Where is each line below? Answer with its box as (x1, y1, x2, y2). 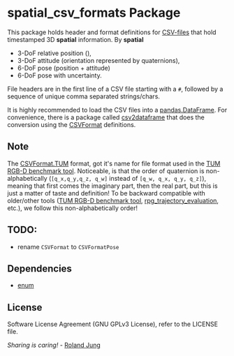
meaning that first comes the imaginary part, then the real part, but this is (7, 181, 218, 190)
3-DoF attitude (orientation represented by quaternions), (17, 56, 180, 64)
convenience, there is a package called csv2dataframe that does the (7, 113, 205, 121)
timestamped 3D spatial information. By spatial (7, 35, 145, 43)
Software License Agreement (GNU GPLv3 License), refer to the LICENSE (7, 320, 219, 329)
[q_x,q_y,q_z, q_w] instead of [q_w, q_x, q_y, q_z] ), (51, 174, 207, 182)
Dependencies (7, 262, 72, 274)
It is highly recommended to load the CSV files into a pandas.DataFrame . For (7, 105, 228, 114)
